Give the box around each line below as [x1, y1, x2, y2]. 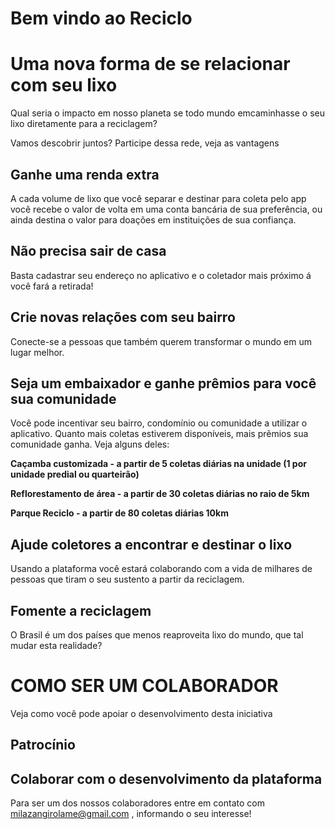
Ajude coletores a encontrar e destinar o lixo [10, 536, 293, 553]
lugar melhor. [10, 346, 65, 358]
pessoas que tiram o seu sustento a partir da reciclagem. [10, 573, 245, 586]
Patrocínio [10, 737, 76, 754]
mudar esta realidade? [10, 640, 103, 651]
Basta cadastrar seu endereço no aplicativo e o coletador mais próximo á [10, 269, 312, 281]
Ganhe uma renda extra [10, 166, 160, 183]
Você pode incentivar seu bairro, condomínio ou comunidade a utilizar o [10, 417, 308, 429]
